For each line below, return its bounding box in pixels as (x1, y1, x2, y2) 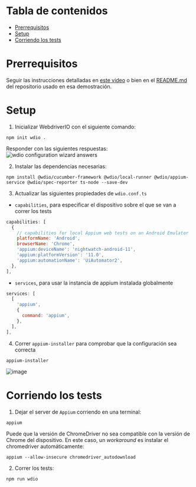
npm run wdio (6, 476, 38, 482)
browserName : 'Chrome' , (17, 241, 76, 247)
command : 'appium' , (21, 312, 70, 319)
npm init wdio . (6, 134, 46, 140)
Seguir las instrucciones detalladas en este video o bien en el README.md (6, 76, 188, 83)
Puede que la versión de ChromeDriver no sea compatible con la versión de (6, 430, 190, 437)
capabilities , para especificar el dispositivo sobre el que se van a (14, 201, 177, 208)
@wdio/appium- (153, 174, 189, 180)
